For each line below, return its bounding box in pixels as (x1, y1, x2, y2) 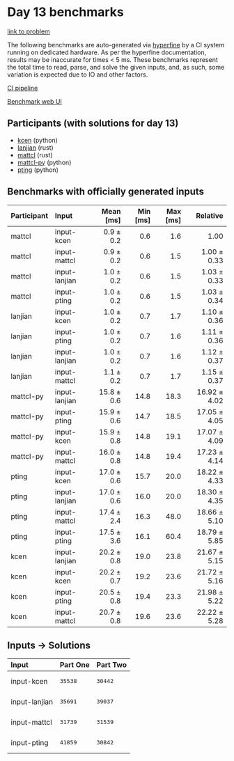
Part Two (96, 660, 127, 670)
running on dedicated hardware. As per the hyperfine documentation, (7, 48, 207, 56)
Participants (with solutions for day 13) (7, 118, 179, 130)
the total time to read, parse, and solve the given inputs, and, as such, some (7, 63, 225, 71)
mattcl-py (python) (17, 158, 72, 166)
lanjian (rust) (17, 143, 54, 152)
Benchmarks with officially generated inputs (7, 186, 204, 198)
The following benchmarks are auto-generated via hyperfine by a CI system (7, 40, 225, 49)
